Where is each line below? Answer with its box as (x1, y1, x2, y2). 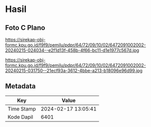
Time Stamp (7, 105, 36, 112)
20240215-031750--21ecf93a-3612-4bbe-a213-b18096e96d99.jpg (5, 67, 143, 73)
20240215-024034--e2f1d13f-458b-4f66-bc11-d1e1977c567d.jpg (5, 47, 140, 53)
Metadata (5, 82, 36, 90)
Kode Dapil (7, 113, 33, 120)
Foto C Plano (5, 23, 45, 32)
